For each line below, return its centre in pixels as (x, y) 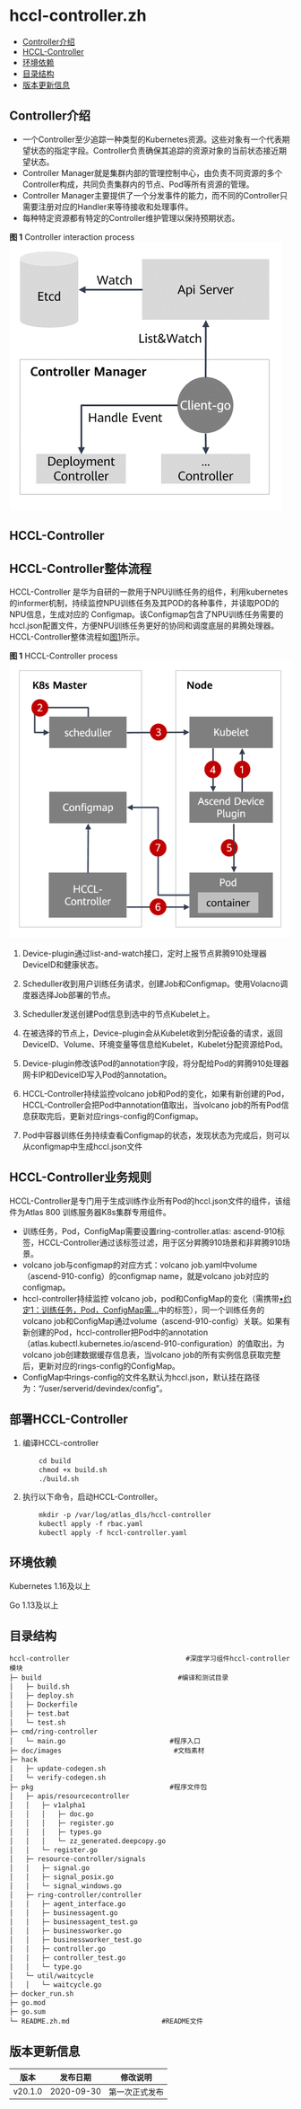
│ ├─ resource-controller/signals (77, 1859)
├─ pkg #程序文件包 (108, 1787)
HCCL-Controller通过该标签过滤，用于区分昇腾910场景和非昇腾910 (160, 1242)
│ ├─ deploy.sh (42, 1696)
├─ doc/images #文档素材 (107, 1751)
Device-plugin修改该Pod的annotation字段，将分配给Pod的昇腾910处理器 (155, 1063)
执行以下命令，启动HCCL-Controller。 (92, 1496)
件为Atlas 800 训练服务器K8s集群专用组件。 (90, 1212)
